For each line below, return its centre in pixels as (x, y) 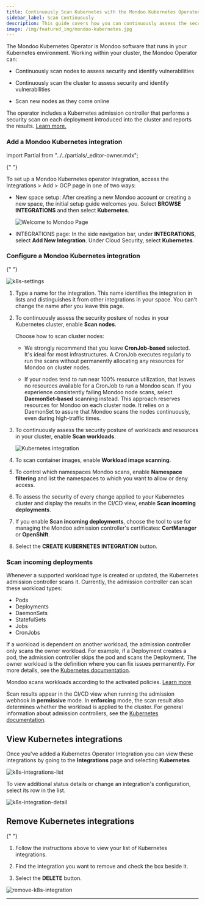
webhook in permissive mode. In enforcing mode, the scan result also (95, 701)
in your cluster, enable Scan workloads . (65, 436)
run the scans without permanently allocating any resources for (104, 361)
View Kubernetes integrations (65, 739)
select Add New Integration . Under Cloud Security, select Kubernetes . (105, 240)
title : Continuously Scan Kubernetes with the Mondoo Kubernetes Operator (103, 12)
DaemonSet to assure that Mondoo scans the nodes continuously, (107, 411)
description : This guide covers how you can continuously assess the (97, 23)
